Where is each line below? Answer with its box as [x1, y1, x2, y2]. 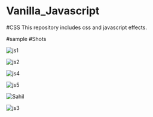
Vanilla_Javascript [6, 4, 100, 18]
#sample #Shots [6, 35, 47, 42]
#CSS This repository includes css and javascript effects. [6, 24, 148, 31]
